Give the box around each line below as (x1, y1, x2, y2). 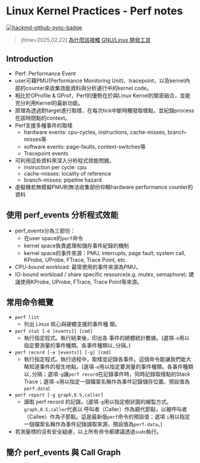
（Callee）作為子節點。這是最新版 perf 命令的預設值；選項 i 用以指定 (23, 413, 190, 421)
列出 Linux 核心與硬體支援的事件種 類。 (23, 321, 121, 328)
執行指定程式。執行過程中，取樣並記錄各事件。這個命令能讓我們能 (23, 355, 186, 363)
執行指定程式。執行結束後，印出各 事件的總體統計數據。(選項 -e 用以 (23, 335, 190, 342)
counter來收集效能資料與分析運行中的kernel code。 (25, 84, 152, 91)
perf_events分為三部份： (14, 227, 76, 234)
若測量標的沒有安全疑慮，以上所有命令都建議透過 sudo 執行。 (14, 428, 162, 436)
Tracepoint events (23, 149, 69, 157)
